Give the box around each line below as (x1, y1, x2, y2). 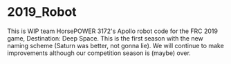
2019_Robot (7, 4, 77, 20)
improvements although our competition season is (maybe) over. (7, 49, 192, 57)
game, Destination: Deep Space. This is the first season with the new (7, 34, 204, 42)
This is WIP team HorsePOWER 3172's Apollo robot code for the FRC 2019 (7, 27, 218, 35)
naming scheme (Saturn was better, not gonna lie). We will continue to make (7, 41, 225, 50)
